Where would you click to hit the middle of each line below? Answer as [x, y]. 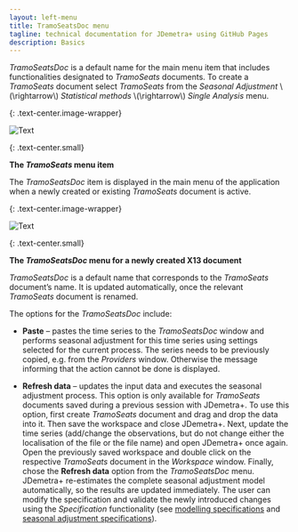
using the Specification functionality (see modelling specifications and [151, 509]
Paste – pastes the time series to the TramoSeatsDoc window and [143, 331]
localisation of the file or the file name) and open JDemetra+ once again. [155, 443]
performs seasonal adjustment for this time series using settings [140, 341]
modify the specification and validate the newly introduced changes [146, 500]
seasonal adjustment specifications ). [89, 519]
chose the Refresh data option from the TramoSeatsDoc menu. [138, 472]
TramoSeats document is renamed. [74, 297]
